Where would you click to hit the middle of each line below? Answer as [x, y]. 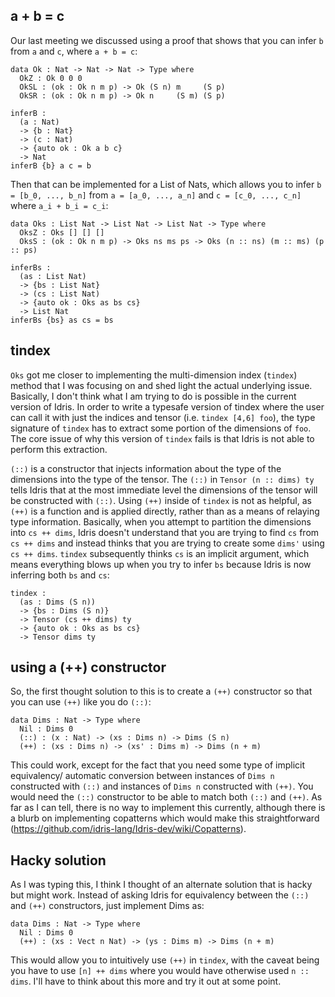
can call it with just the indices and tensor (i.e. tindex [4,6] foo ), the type [163, 417]
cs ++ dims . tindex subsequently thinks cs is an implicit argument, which [160, 553]
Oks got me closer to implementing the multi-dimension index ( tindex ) [154, 375]
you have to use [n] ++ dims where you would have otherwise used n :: [160, 971]
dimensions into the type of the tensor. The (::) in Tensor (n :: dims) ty [162, 479]
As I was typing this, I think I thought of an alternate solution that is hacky [161, 885]
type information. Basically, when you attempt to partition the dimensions [161, 521]
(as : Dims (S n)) [58, 602]
